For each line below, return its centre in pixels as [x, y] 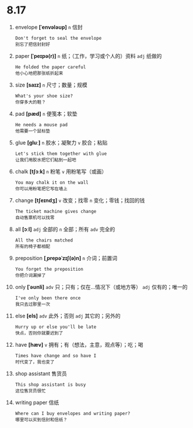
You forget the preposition [49, 269]
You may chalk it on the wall [52, 182]
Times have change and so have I [56, 355]
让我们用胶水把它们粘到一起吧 [45, 160]
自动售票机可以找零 [35, 218]
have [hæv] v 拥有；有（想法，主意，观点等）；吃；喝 [79, 344]
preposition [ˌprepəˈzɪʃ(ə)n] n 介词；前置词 [66, 258]
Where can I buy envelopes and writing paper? [73, 413]
